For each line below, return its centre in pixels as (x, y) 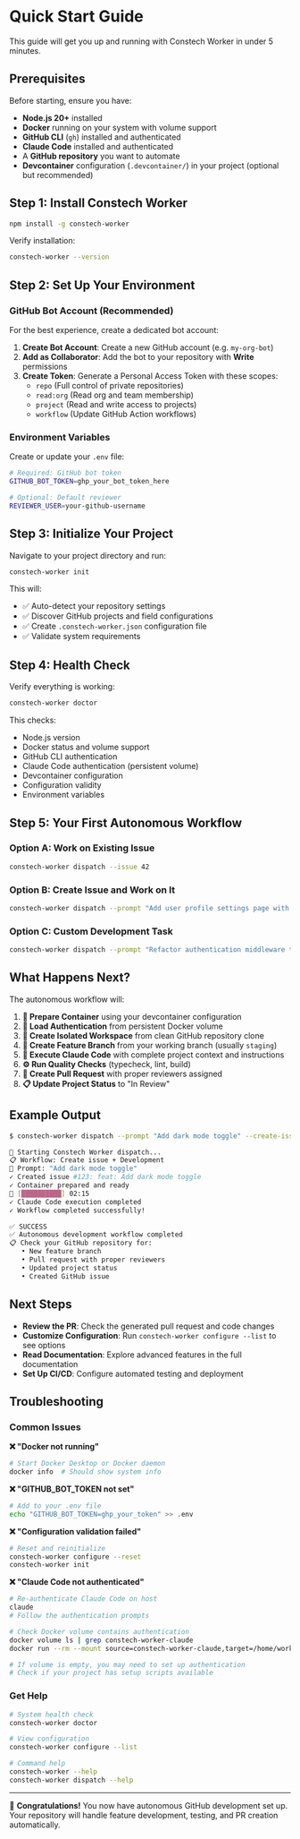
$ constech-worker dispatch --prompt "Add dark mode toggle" (125, 1136)
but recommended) (58, 175)
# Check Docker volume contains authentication (100, 1631)
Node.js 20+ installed (62, 117)
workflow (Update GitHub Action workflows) (116, 414)
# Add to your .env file (55, 1506)
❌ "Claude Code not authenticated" (77, 1582)
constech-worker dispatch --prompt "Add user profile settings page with (150, 909)
